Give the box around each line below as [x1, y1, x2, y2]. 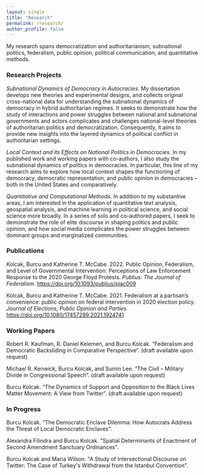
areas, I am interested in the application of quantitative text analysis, [6, 199, 177, 206]
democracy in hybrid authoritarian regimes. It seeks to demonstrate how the [6, 104, 197, 112]
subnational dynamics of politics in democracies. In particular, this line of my [6, 161, 199, 168]
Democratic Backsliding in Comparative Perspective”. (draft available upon [6, 347, 193, 354]
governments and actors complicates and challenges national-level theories [6, 117, 197, 124]
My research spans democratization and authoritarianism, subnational [6, 43, 182, 50]
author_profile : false [6, 26, 64, 32]
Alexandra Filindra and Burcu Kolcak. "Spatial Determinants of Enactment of [6, 437, 197, 445]
